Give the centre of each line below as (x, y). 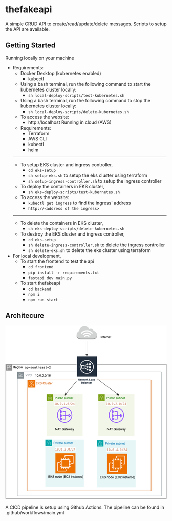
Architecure (25, 316)
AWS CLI (37, 139)
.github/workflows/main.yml (35, 512)
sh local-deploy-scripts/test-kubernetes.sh (76, 95)
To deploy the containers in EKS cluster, (62, 186)
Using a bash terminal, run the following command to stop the (85, 100)
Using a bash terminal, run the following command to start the (85, 84)
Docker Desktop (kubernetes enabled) (61, 73)
